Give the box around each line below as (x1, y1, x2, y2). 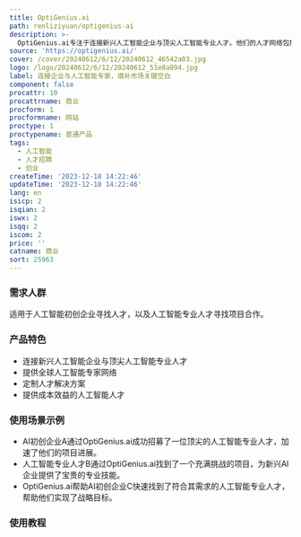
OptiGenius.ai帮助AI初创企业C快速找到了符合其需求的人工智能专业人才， (21, 480, 289, 491)
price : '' (9, 239, 47, 248)
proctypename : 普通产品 (9, 130, 92, 139)
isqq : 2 (9, 222, 39, 231)
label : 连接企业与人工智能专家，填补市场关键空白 (9, 72, 171, 81)
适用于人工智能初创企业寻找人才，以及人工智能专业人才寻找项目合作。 (9, 309, 269, 320)
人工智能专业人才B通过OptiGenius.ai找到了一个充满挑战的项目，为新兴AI (21, 458, 289, 469)
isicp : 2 (9, 197, 42, 207)
